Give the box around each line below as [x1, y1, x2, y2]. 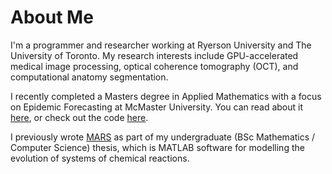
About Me [10, 6, 94, 29]
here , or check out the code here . [10, 111, 149, 123]
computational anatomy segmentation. [10, 71, 169, 83]
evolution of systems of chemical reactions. [10, 152, 190, 164]
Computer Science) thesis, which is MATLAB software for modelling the [10, 141, 305, 153]
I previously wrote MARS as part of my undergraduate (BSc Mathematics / [10, 131, 316, 143]
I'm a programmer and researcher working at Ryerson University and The [10, 39, 312, 51]
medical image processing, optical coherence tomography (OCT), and [10, 60, 299, 72]
